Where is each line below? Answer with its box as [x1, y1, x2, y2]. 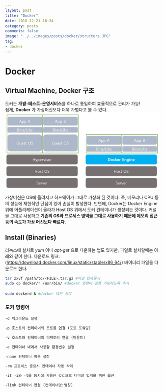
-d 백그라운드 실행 [5, 316, 38, 321]
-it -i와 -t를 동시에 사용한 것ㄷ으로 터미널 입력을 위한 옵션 [5, 373, 114, 378]
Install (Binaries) [5, 234, 56, 242]
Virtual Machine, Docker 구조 [5, 86, 95, 95]
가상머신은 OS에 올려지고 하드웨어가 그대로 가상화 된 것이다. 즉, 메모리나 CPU [5, 194, 154, 200]
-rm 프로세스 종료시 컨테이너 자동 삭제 [5, 364, 74, 369]
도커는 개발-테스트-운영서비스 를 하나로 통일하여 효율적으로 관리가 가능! [5, 101, 141, 106]
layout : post [5, 8, 32, 13]
